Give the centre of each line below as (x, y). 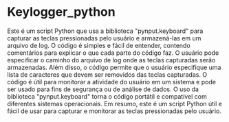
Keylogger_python (61, 12)
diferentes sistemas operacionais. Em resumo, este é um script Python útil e (115, 103)
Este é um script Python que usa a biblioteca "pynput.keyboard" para (105, 31)
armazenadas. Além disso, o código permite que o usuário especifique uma (114, 67)
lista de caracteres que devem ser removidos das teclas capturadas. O (107, 74)
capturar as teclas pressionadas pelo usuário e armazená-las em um (104, 38)
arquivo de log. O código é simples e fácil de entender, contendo (99, 45)
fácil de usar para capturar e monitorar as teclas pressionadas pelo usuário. (115, 111)
